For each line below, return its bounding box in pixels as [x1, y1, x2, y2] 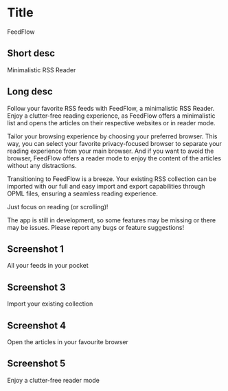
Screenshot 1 [7, 243, 64, 255]
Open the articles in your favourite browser [7, 338, 129, 346]
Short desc [7, 47, 56, 59]
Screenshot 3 [7, 281, 67, 293]
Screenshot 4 [7, 319, 67, 331]
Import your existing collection [7, 299, 93, 308]
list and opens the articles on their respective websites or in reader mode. [7, 118, 216, 127]
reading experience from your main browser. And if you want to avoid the [7, 147, 214, 155]
